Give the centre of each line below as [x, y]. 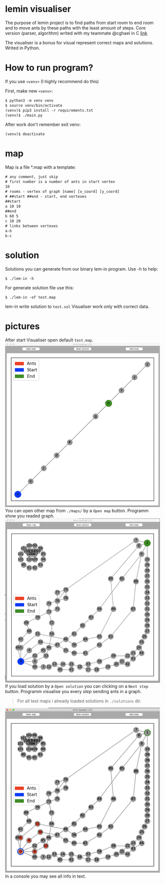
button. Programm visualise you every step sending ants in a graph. [73, 691]
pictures [23, 326]
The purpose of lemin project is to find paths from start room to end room [79, 23]
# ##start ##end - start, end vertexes [46, 196]
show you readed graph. [30, 516]
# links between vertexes [31, 226]
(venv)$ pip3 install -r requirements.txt [49, 110]
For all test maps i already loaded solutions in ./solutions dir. [79, 701]
